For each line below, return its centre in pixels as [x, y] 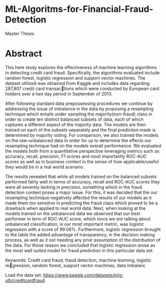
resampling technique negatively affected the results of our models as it [79, 197]
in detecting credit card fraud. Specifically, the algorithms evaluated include [83, 73]
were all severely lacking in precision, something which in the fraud [74, 187]
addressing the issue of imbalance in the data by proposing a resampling [79, 108]
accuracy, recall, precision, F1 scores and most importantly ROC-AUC [76, 156]
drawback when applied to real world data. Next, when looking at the [76, 208]
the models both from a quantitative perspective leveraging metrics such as [82, 151]
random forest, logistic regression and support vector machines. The [75, 78]
